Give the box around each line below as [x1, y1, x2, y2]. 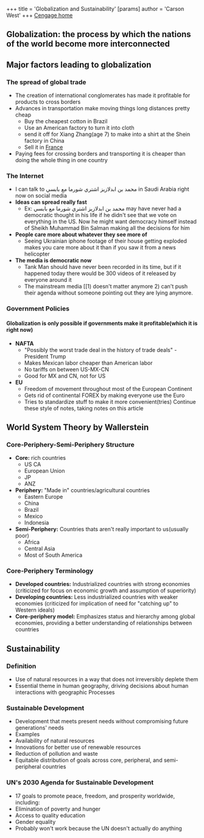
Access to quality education [15, 811, 85, 819]
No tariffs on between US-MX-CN [24, 365, 110, 373]
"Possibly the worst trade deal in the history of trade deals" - [24, 346, 177, 353]
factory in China [24, 137, 65, 145]
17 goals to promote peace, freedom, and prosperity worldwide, [15, 792, 175, 800]
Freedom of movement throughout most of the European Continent [24, 385, 192, 392]
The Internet [6, 172, 44, 180]
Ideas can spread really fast [15, 198, 87, 206]
